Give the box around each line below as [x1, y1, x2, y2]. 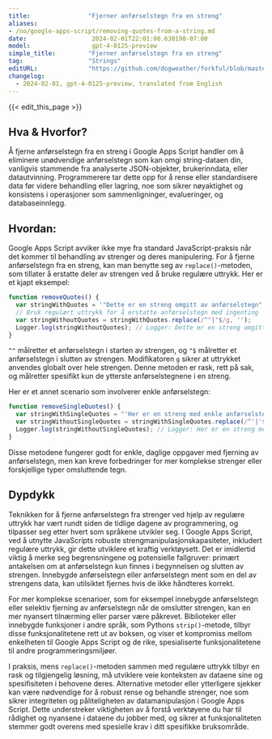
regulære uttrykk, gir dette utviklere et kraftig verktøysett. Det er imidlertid [8, 544, 256, 554]
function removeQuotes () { [8, 293, 100, 302]
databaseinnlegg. [8, 198, 66, 208]
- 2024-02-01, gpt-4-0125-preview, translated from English [15, 79, 223, 87]
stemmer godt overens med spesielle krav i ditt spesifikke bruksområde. [8, 721, 249, 731]
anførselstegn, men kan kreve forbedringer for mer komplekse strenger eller [8, 456, 263, 465]
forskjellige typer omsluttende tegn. [8, 465, 127, 474]
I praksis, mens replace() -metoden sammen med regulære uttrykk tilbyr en [8, 661, 261, 671]
